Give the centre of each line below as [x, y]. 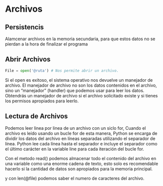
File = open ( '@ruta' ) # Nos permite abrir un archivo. [62, 70]
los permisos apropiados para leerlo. [42, 101]
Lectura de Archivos [37, 116]
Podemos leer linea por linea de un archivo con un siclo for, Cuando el [76, 128]
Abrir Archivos [28, 59]
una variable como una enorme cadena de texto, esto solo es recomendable [82, 163]
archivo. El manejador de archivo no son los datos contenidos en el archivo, [81, 85]
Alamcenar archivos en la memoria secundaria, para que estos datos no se [80, 39]
